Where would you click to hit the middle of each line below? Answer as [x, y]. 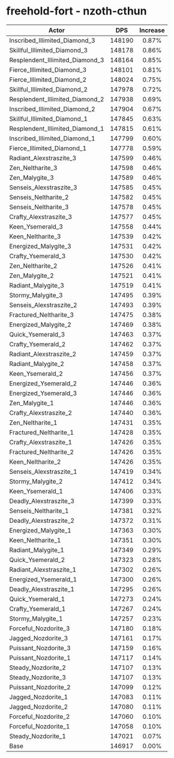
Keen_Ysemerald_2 [36, 373]
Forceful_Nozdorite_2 [40, 716]
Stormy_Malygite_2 [36, 481]
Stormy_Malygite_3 [36, 295]
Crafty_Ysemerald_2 [37, 344]
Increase [152, 30]
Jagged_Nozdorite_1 [39, 696]
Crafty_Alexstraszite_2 [41, 412]
